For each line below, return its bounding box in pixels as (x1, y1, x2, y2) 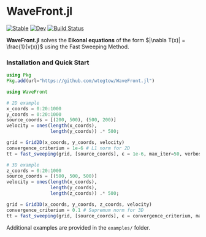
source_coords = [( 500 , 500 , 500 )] (6, 173, 97, 179)
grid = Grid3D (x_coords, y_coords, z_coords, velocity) (6, 201, 152, 208)
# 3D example (6, 162, 40, 168)
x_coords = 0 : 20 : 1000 (6, 105, 62, 111)
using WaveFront (6, 89, 48, 95)
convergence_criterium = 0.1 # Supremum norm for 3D (6, 207, 144, 213)
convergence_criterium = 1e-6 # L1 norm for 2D (6, 145, 131, 151)
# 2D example (6, 100, 40, 106)
